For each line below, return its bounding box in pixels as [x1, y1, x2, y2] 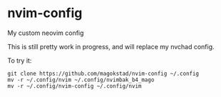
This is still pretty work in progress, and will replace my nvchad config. [7, 42, 215, 51]
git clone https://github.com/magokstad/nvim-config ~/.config [7, 70, 200, 77]
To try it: [7, 56, 32, 65]
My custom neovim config [7, 29, 84, 37]
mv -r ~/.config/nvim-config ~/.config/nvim [7, 82, 142, 90]
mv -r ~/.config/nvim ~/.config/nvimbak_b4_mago [7, 76, 155, 83]
